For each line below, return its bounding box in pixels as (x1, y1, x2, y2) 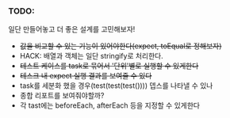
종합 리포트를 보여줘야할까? (19, 91, 105, 101)
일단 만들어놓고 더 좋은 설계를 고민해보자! (8, 25, 136, 34)
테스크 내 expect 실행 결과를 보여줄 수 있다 (19, 71, 152, 81)
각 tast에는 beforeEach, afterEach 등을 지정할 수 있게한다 (19, 101, 201, 110)
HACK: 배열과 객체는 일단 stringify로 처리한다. (19, 51, 164, 61)
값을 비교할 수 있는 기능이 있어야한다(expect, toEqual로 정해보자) (19, 41, 222, 51)
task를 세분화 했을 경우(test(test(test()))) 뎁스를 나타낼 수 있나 (19, 81, 213, 90)
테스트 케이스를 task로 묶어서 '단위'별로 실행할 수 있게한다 (19, 61, 199, 70)
